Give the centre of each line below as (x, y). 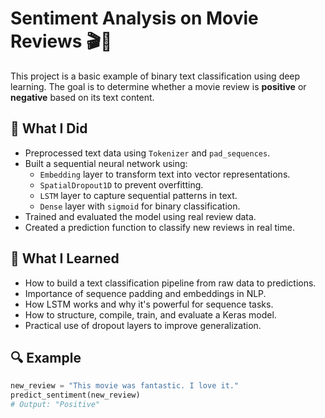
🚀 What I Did (49, 128)
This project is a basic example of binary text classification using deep (155, 76)
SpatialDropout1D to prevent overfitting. (121, 184)
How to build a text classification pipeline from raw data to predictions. (170, 283)
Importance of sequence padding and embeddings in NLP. (145, 293)
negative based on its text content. (82, 97)
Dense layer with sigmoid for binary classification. (140, 206)
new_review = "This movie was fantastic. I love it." (125, 386)
